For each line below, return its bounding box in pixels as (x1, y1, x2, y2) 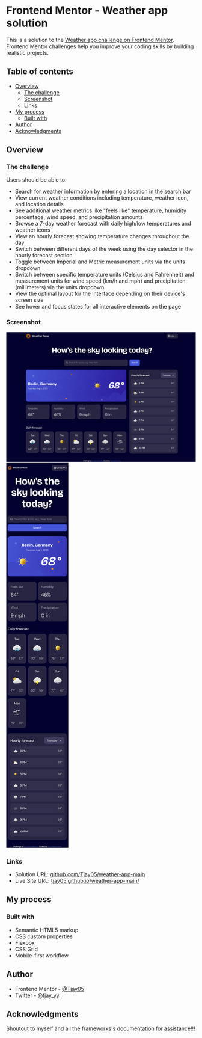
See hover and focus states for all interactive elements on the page (14, 303, 182, 310)
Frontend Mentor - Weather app (6, 4, 168, 17)
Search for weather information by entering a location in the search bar (14, 188, 191, 195)
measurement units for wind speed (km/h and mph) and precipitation (14, 277, 186, 284)
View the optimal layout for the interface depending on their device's (14, 290, 185, 298)
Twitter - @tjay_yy (14, 992, 60, 999)
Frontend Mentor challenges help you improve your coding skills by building (6, 43, 194, 50)
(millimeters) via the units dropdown (14, 284, 105, 291)
